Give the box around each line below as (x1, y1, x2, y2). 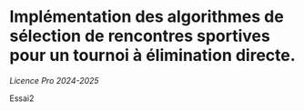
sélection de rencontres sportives (9, 25, 270, 46)
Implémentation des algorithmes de (9, 6, 284, 27)
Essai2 (9, 93, 35, 104)
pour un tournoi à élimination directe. (9, 45, 296, 66)
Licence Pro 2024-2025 (9, 75, 99, 86)
